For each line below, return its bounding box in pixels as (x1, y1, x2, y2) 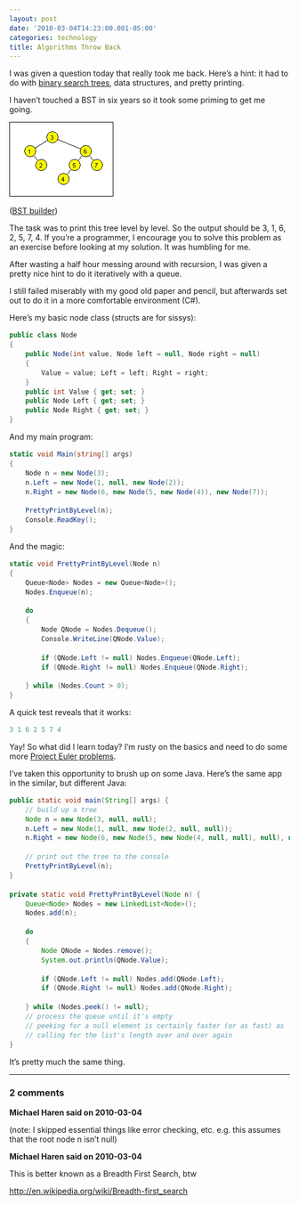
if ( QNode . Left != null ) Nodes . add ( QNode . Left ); (41, 974, 225, 983)
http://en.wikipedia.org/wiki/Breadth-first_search (9, 1185, 189, 1196)
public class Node (9, 330, 77, 340)
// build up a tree (25, 805, 98, 814)
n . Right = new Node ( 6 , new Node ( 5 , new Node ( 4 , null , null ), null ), (25, 834, 285, 843)
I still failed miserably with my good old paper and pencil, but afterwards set (9, 286, 287, 297)
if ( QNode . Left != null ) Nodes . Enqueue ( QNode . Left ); (41, 653, 241, 663)
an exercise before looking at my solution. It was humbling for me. (9, 241, 251, 253)
